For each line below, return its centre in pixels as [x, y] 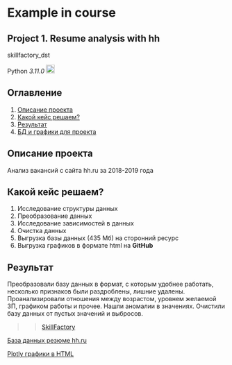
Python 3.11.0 [26, 71]
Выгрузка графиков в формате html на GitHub [85, 246]
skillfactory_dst [29, 55]
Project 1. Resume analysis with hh [84, 39]
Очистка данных [42, 231]
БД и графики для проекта [57, 131]
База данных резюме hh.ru [47, 341]
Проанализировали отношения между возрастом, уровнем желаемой [112, 299]
